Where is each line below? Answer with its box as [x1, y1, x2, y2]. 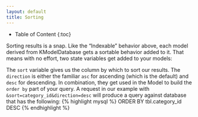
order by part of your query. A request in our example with [6, 85, 150, 92]
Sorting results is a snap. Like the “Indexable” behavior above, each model [6, 42, 188, 49]
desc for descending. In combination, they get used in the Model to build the [6, 78, 192, 86]
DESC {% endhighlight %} [6, 104, 70, 111]
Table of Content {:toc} [14, 30, 71, 37]
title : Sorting [6, 14, 44, 20]
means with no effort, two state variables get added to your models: [6, 55, 172, 62]
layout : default [6, 8, 46, 15]
